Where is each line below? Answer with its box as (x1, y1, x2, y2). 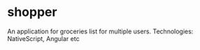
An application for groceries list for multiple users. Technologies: (7, 27, 194, 35)
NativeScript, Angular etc (7, 34, 80, 42)
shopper (7, 4, 57, 20)
